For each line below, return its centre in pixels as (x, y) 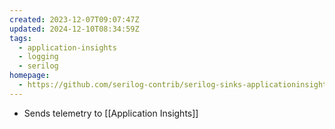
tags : (20, 38)
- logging (38, 57)
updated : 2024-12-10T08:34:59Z (74, 29)
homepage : (30, 76)
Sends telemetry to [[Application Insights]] (111, 113)
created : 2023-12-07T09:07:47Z (74, 19)
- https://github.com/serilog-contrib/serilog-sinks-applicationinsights (175, 85)
